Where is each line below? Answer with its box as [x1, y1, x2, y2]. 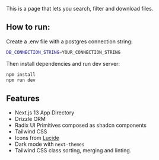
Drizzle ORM [14, 116, 46, 123]
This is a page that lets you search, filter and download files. [6, 5, 154, 12]
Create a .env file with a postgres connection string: [6, 38, 133, 45]
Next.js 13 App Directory [14, 109, 75, 116]
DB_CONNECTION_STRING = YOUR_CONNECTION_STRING [6, 49, 120, 55]
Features [6, 93, 40, 103]
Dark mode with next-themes [14, 140, 85, 148]
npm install [6, 71, 36, 78]
